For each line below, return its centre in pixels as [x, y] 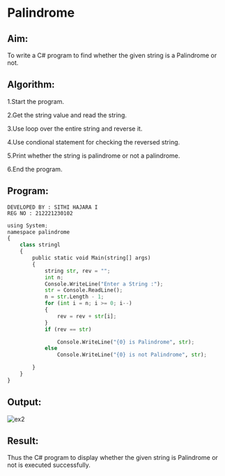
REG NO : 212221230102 [40, 213]
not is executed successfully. [49, 465]
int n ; [54, 277]
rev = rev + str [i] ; [87, 316]
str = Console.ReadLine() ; [84, 290]
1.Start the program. [36, 101]
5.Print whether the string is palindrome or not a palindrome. [94, 156]
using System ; [28, 225]
